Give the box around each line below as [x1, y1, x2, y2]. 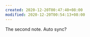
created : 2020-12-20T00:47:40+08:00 [5, 7, 83, 13]
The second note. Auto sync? [5, 26, 67, 32]
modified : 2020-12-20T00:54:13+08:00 [5, 12, 85, 17]
